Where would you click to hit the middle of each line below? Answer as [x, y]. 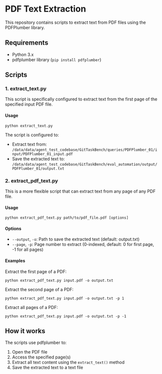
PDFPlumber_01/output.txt [38, 168]
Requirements [27, 43]
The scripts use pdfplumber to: [36, 342]
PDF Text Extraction [45, 9]
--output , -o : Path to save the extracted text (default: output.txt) [76, 239]
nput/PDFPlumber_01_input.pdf [43, 154]
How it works [25, 331]
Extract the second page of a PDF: [39, 289]
